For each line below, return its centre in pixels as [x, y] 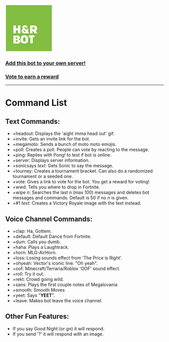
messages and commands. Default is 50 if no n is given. [70, 198]
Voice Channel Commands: [49, 219]
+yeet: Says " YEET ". [34, 295]
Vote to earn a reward [32, 77]
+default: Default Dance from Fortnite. [52, 237]
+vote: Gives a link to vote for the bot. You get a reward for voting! [81, 182]
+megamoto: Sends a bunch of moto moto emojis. [64, 144]
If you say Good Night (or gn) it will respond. [58, 328]
